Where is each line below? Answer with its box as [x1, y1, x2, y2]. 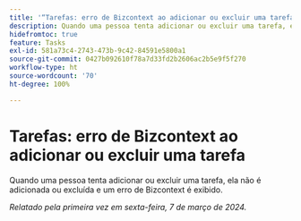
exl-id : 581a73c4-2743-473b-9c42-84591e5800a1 [9, 47, 186, 55]
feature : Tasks [9, 38, 66, 47]
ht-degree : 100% [9, 80, 70, 89]
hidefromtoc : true [9, 30, 78, 38]
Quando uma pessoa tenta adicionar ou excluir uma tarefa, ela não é [9, 174, 262, 185]
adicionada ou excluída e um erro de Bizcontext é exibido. [9, 184, 224, 195]
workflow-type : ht [9, 64, 78, 72]
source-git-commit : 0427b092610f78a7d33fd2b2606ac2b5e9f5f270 [9, 55, 246, 64]
